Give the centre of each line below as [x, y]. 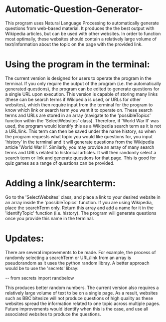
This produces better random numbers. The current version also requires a [82, 288]
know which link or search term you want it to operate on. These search [79, 110]
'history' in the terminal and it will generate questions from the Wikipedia [80, 142]
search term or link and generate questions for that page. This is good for [81, 158]
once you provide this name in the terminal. [50, 218]
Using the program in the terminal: [78, 65]
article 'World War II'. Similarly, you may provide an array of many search [80, 147]
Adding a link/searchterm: [61, 183]
